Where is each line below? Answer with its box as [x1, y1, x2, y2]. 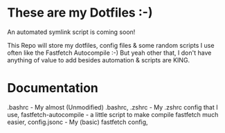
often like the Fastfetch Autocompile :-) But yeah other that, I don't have [7, 48, 212, 57]
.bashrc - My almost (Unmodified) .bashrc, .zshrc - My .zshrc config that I [7, 103, 218, 112]
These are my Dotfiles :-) [7, 5, 153, 21]
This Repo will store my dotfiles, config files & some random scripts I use [7, 41, 215, 49]
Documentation [7, 80, 99, 96]
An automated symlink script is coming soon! [7, 28, 136, 36]
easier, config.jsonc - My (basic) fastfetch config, [7, 118, 148, 126]
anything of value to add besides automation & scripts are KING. [7, 55, 190, 64]
